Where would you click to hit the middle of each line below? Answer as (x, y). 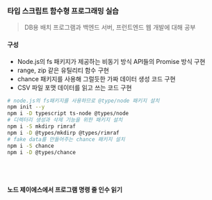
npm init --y (26, 107)
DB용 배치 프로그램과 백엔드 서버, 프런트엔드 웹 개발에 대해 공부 (110, 27)
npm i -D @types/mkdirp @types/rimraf (63, 133)
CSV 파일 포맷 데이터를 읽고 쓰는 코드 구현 (74, 87)
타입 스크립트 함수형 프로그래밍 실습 (63, 10)
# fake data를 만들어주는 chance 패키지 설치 (66, 139)
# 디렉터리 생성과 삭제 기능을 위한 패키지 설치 (65, 120)
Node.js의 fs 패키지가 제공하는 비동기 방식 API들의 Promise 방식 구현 (111, 61)
